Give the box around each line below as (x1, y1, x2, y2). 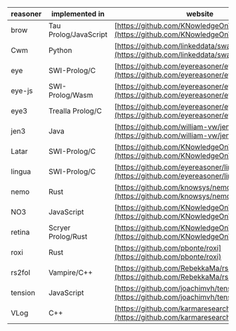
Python (48, 46, 72, 55)
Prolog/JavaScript (48, 30, 107, 39)
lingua (11, 167, 32, 176)
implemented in (51, 9, 105, 18)
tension (11, 288, 36, 297)
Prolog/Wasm (48, 91, 93, 100)
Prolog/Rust (48, 232, 88, 241)
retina (11, 228, 30, 237)
